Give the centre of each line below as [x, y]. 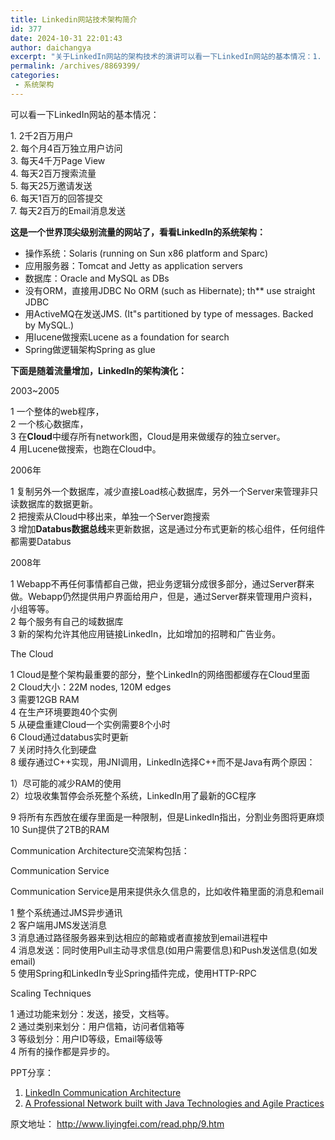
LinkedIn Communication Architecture [103, 1092]
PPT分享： [32, 1072]
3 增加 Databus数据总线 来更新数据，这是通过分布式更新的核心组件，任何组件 [168, 528]
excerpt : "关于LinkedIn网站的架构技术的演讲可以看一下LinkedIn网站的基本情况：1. [166, 57]
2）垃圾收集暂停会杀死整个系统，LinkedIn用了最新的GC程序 [133, 795]
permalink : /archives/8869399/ [75, 66]
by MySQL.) [49, 325]
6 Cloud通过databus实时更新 [69, 737]
